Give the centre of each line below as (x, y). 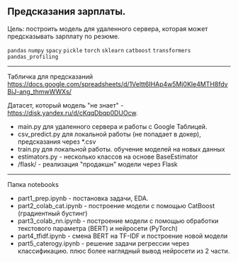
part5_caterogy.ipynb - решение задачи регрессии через (103, 243)
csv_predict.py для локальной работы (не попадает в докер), (109, 134)
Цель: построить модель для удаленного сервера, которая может (108, 28)
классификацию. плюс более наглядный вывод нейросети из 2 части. (124, 251)
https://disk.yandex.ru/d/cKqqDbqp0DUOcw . (73, 113)
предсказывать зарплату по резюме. (64, 36)
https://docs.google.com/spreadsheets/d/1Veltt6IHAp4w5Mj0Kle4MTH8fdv (118, 84)
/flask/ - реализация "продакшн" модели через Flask (98, 164)
